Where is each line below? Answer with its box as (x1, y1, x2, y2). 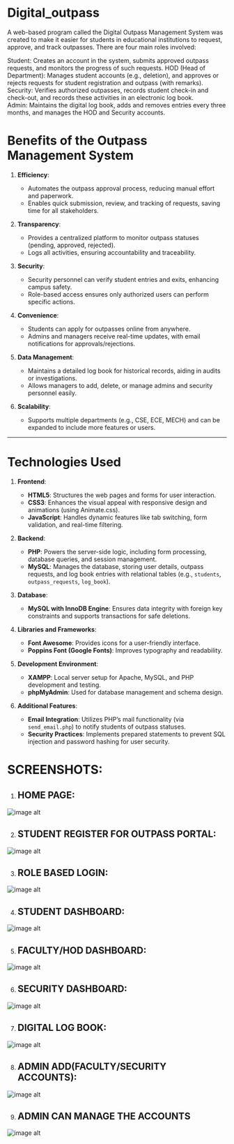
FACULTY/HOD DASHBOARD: (17, 944, 147, 956)
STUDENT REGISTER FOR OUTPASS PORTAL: (17, 829, 217, 840)
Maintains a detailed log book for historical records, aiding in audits (27, 366, 221, 375)
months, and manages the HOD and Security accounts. (7, 108, 166, 117)
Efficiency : (17, 170, 50, 179)
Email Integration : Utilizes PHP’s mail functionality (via (27, 715, 185, 723)
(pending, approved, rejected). (27, 241, 116, 249)
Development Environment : (17, 660, 99, 668)
